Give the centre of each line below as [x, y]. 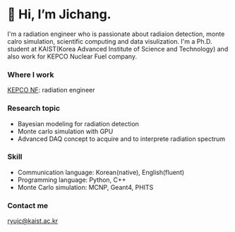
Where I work [31, 75]
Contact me [28, 205]
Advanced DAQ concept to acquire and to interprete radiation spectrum [121, 139]
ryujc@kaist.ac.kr [33, 221]
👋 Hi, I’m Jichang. [59, 14]
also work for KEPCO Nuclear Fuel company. [72, 56]
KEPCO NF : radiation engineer [51, 90]
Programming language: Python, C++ [72, 180]
